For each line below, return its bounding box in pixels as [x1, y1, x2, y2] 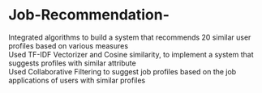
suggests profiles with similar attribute [8, 58, 136, 68]
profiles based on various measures [8, 40, 128, 50]
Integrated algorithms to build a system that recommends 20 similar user [8, 32, 251, 42]
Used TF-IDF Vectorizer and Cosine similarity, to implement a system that [8, 49, 254, 59]
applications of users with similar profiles [8, 75, 146, 85]
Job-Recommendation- [8, 6, 170, 24]
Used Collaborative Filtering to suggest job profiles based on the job [8, 66, 237, 76]
